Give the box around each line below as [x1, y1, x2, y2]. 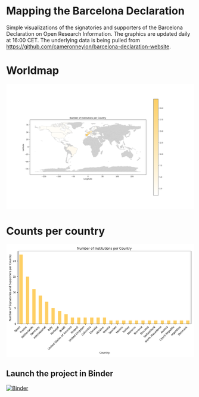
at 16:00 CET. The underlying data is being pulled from [6, 36, 140, 44]
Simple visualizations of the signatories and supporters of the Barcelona [6, 24, 184, 31]
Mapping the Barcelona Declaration [6, 4, 185, 18]
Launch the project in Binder [6, 368, 113, 379]
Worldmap [6, 64, 60, 77]
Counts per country [6, 224, 105, 238]
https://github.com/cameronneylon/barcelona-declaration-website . [6, 43, 171, 50]
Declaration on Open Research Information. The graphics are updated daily [6, 30, 191, 37]
